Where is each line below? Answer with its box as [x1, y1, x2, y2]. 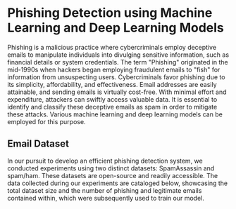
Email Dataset [7, 138, 69, 150]
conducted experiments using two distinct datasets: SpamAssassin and [7, 163, 215, 173]
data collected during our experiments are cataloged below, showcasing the [7, 179, 228, 187]
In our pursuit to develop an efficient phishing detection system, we [7, 156, 203, 165]
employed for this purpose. [7, 117, 86, 126]
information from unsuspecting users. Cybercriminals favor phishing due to [7, 72, 225, 81]
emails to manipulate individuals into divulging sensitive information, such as [7, 50, 230, 59]
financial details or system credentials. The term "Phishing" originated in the [7, 58, 229, 66]
